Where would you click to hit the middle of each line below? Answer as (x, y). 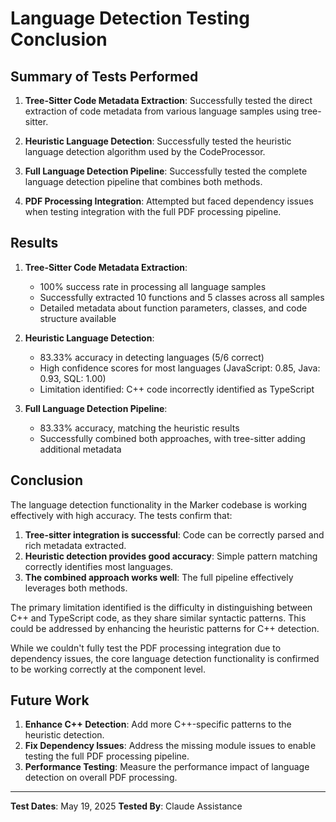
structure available (78, 318)
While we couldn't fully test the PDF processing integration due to (146, 648)
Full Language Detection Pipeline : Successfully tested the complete (166, 171)
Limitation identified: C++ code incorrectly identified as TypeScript (177, 389)
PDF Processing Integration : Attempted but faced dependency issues (169, 201)
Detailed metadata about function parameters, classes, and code (173, 308)
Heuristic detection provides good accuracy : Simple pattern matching (171, 556)
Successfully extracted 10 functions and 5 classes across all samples (182, 297)
